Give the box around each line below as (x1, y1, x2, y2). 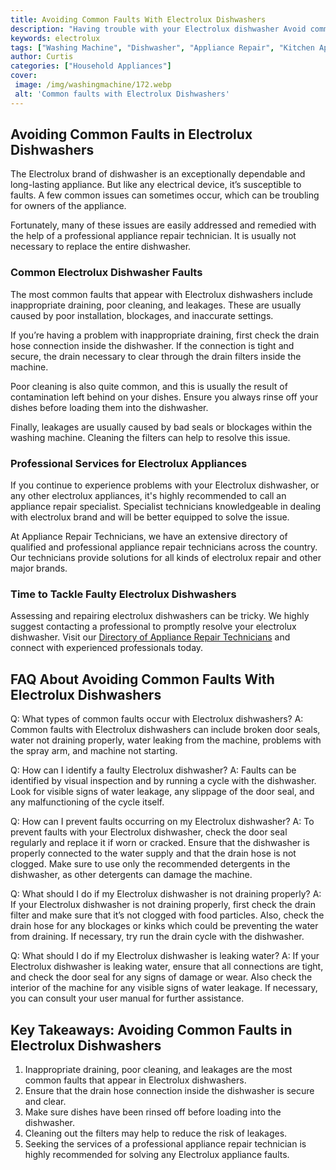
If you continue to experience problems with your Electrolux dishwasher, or (10, 479, 320, 491)
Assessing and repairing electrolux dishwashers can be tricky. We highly (10, 610, 310, 622)
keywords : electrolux (10, 33, 101, 43)
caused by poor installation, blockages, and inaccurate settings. (10, 309, 274, 321)
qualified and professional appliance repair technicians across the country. (10, 541, 318, 553)
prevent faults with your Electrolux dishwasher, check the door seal (10, 826, 288, 838)
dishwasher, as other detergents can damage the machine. (10, 869, 253, 881)
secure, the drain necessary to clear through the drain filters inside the (10, 350, 302, 362)
